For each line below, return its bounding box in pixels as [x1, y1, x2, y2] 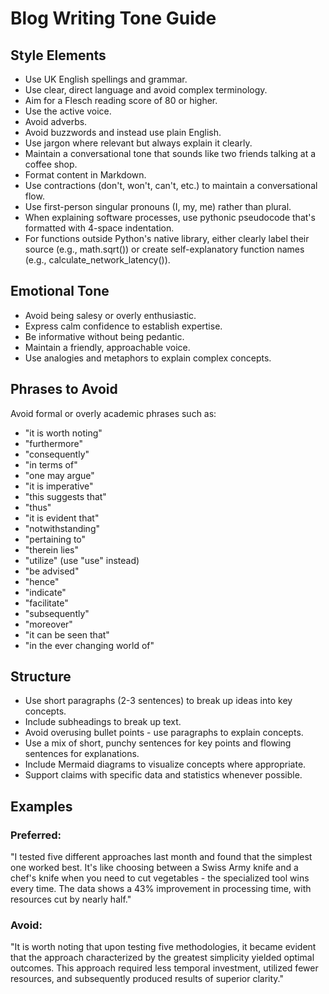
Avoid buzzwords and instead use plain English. [24, 127, 222, 138]
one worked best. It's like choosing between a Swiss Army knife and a [10, 862, 299, 874]
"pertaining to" [24, 533, 87, 545]
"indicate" [24, 586, 67, 598]
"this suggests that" [24, 490, 107, 502]
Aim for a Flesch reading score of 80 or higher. [24, 95, 218, 106]
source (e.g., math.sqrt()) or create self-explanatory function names [24, 243, 305, 255]
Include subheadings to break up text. [24, 716, 182, 728]
